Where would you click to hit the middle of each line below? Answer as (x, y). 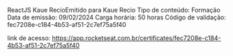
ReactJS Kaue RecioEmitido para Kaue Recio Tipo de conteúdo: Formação (114, 10)
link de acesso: (29, 38)
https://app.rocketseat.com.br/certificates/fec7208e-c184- (136, 38)
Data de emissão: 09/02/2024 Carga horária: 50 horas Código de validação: (117, 17)
